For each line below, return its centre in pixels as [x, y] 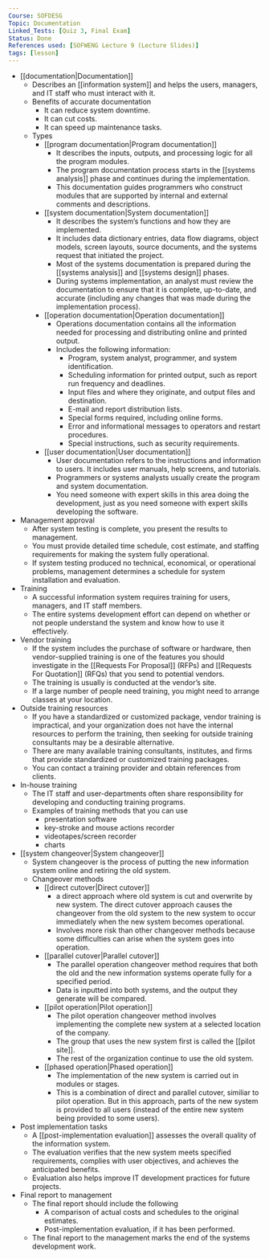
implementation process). [98, 307]
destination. [87, 400]
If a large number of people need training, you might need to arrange [146, 691]
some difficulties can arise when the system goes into [145, 939]
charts [55, 845]
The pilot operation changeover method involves [136, 1015]
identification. [91, 366]
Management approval [57, 520]
